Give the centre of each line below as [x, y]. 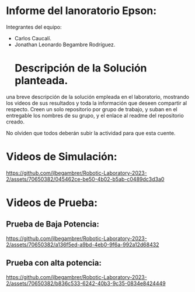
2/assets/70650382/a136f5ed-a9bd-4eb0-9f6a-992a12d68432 [83, 245]
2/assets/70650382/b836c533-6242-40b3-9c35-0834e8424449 [86, 283]
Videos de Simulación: [62, 157]
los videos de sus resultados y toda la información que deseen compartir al [97, 103]
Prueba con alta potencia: [54, 263]
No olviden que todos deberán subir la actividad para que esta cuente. [91, 133]
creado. [15, 122]
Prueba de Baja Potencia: [53, 224]
